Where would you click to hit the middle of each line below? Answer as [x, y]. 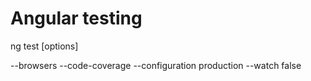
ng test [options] [44, 46]
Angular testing [76, 18]
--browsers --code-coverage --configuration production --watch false [156, 65]
